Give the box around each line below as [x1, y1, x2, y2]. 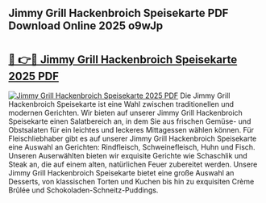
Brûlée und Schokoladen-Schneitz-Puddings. [8, 185, 159, 195]
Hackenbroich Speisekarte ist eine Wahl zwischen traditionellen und [8, 99, 235, 108]
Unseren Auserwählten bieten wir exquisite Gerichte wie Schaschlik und [8, 151, 247, 160]
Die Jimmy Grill [180, 91, 231, 100]
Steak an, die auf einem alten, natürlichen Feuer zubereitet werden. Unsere [8, 159, 258, 169]
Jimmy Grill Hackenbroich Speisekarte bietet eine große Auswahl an [8, 168, 235, 177]
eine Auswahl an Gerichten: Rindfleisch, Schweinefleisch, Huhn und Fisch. [8, 142, 256, 152]
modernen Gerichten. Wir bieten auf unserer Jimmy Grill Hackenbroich [8, 108, 243, 117]
